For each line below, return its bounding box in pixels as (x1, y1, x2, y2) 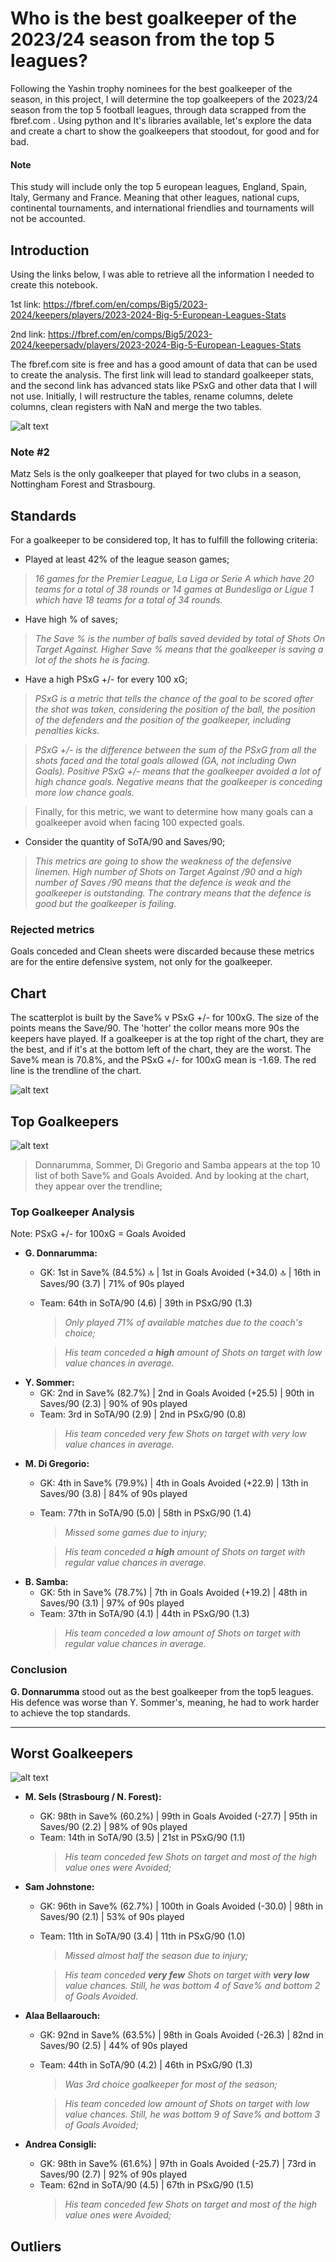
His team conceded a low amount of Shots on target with (64, 1627, 302, 1639)
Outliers (10, 2238, 62, 2255)
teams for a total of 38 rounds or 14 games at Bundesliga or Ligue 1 (34, 583, 314, 596)
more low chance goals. (34, 787, 135, 799)
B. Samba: (24, 1576, 69, 1588)
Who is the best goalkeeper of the (10, 7, 297, 30)
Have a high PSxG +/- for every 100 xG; (24, 673, 188, 686)
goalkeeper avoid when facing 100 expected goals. (34, 817, 245, 829)
